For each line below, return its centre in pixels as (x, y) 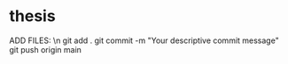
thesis (32, 16)
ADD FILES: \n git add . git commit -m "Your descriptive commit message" (144, 40)
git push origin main (46, 49)
